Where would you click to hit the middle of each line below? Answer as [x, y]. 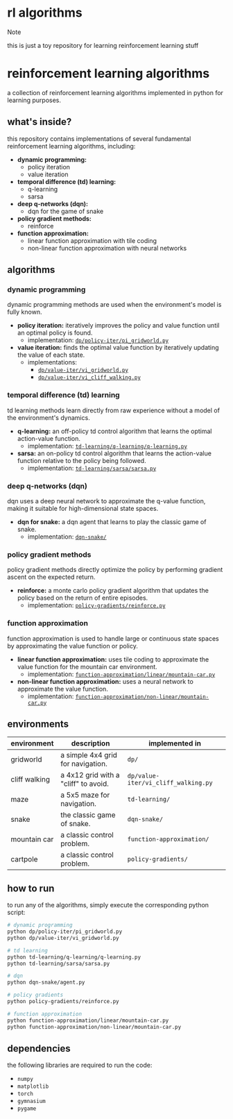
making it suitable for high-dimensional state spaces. [83, 508]
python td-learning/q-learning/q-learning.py [74, 957]
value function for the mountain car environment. [87, 666]
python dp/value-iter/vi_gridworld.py [63, 938]
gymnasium [32, 1102]
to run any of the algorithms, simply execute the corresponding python [108, 905]
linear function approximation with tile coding [92, 240]
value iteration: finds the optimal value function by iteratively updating [118, 348]
